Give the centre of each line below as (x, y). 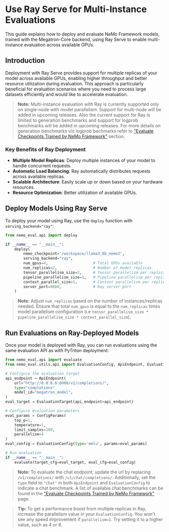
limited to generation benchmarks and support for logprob (78, 120)
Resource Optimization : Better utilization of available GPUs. (75, 192)
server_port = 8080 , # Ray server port (77, 286)
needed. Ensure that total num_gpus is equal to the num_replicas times (89, 306)
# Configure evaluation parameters (43, 411)
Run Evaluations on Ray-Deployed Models (72, 333)
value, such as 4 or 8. (40, 524)
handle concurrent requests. (42, 166)
